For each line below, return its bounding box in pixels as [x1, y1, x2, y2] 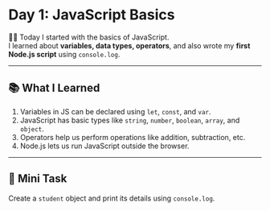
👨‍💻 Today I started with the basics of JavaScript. [8, 32, 170, 42]
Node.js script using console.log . [8, 49, 121, 59]
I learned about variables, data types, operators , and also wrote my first [8, 40, 251, 50]
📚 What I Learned [8, 81, 100, 95]
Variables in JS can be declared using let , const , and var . [19, 106, 211, 116]
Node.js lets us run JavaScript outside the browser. [19, 141, 190, 151]
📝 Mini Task [8, 172, 67, 186]
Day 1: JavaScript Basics [8, 6, 175, 24]
